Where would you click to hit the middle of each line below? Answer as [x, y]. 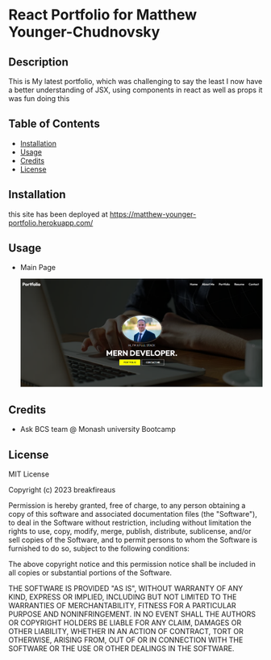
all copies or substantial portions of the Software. [90, 573]
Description [38, 62]
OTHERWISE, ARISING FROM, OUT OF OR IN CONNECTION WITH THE [126, 640]
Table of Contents [54, 124]
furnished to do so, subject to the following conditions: [99, 548]
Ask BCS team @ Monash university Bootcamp [98, 429]
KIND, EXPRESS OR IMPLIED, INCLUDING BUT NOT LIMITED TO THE [123, 597]
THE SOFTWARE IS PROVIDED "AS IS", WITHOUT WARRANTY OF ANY [126, 589]
